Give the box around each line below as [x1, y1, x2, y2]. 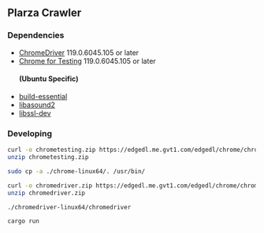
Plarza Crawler [7, 6, 82, 20]
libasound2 [18, 100, 56, 109]
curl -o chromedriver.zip [7, 181, 92, 190]
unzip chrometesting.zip [7, 153, 89, 161]
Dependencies [7, 30, 65, 41]
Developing [7, 128, 53, 139]
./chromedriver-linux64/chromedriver [7, 203, 132, 211]
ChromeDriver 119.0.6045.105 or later [18, 47, 139, 57]
